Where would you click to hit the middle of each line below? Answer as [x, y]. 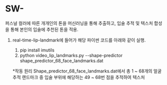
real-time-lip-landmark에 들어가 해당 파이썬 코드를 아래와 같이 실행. [79, 40]
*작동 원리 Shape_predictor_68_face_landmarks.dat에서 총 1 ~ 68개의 [82, 71]
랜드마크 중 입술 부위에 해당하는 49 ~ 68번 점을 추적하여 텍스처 [83, 77]
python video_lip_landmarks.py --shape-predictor [71, 55]
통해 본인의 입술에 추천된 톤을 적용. [44, 29]
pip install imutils [37, 50]
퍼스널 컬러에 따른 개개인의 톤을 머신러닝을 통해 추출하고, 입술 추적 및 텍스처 [79, 23]
